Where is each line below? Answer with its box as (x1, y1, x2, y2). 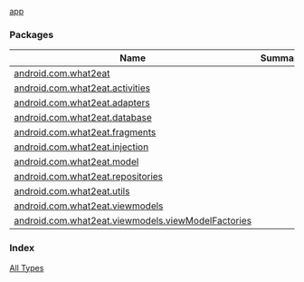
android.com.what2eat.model (14, 156, 139, 169)
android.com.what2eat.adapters (14, 97, 151, 110)
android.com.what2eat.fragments (14, 126, 157, 139)
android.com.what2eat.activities (14, 82, 151, 94)
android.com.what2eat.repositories (14, 170, 164, 183)
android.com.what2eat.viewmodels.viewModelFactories (14, 215, 252, 228)
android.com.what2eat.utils (14, 185, 130, 198)
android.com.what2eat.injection (14, 141, 149, 153)
